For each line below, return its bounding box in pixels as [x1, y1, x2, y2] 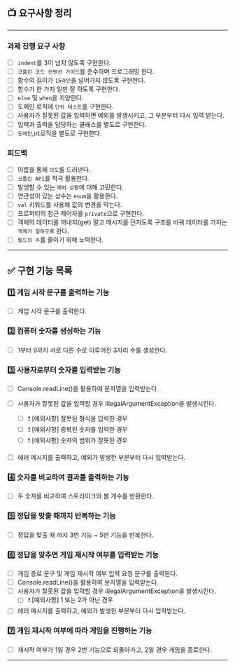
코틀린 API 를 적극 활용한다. [17, 175, 90, 183]
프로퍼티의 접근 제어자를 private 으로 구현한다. [17, 210, 145, 218]
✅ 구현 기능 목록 [7, 264, 73, 276]
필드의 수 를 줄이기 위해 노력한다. [17, 236, 104, 244]
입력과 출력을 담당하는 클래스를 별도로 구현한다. [17, 120, 147, 128]
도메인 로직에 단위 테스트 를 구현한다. [17, 102, 114, 111]
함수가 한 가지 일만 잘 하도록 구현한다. [17, 85, 120, 93]
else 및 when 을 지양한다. [17, 94, 84, 102]
